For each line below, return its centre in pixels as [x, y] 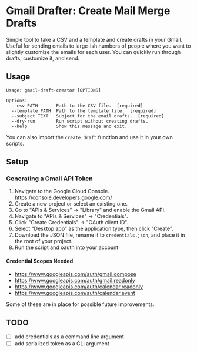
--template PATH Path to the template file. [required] [84, 111]
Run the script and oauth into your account [66, 247]
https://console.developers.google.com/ [64, 197]
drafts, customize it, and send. [43, 58]
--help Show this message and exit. [69, 126]
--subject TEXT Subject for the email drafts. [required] [88, 116]
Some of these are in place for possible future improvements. [80, 304]
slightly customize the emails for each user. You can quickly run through [94, 52]
